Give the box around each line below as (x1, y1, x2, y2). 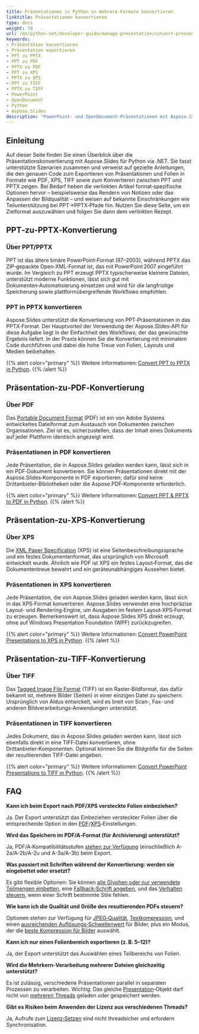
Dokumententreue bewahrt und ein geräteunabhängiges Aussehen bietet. (6, 565, 185, 573)
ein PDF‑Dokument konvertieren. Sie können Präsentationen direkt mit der (6, 468, 187, 475)
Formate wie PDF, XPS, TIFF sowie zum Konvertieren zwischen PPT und (6, 176, 182, 184)
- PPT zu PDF (6, 58, 38, 64)
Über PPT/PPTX (6, 243, 53, 251)
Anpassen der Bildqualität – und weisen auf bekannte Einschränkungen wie (6, 195, 190, 202)
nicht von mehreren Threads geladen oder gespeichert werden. (6, 992, 161, 999)
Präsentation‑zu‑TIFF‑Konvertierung (6, 654, 146, 664)
